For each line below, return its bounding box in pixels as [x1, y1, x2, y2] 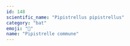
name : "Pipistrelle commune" [6, 31, 79, 37]
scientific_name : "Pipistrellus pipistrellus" [6, 14, 125, 20]
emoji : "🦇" [6, 25, 34, 32]
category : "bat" [6, 20, 47, 26]
